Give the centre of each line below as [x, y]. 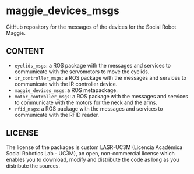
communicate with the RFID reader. [57, 115]
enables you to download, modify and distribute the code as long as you [93, 159]
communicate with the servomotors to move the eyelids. [82, 72]
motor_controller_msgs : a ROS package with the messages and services [101, 96]
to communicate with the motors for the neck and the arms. [86, 102]
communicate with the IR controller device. [66, 84]
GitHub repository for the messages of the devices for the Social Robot [91, 27]
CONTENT [25, 52]
